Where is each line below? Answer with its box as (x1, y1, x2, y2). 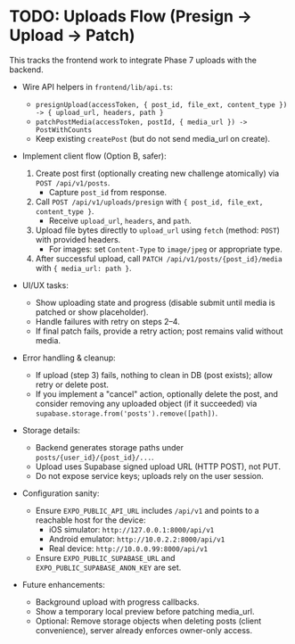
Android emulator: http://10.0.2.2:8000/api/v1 (48, 533, 225, 544)
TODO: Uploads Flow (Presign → (9, 6, 252, 27)
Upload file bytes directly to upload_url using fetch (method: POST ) (35, 225, 281, 235)
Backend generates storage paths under (35, 442, 184, 452)
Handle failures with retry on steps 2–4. (35, 316, 180, 326)
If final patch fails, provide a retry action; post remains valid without (35, 326, 283, 336)
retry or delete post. (35, 379, 110, 390)
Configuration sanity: (21, 488, 100, 499)
